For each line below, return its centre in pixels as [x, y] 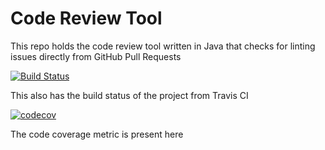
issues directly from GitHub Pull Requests [96, 56]
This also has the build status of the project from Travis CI [129, 95]
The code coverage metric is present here [97, 134]
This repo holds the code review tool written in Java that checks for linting [163, 46]
